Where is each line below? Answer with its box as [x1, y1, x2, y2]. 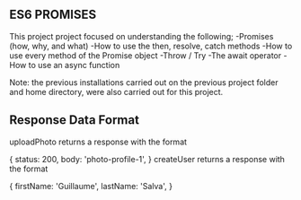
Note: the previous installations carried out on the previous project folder [9, 76, 279, 88]
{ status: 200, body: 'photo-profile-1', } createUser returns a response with [9, 153, 286, 164]
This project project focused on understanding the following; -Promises [9, 30, 274, 41]
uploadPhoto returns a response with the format [9, 136, 187, 147]
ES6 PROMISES [9, 7, 97, 22]
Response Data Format [9, 112, 139, 128]
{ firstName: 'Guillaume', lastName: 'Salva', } [9, 180, 173, 191]
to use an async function [28, 59, 120, 70]
